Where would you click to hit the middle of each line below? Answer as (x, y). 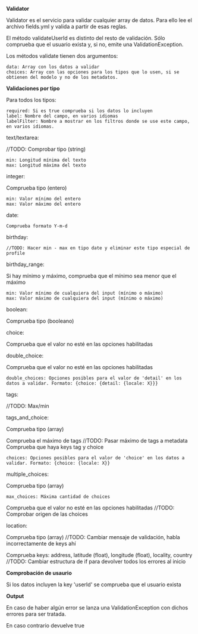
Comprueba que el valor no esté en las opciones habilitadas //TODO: (90, 508)
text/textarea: (23, 137)
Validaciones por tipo (33, 88)
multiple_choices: (28, 474)
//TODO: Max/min (28, 406)
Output (15, 596)
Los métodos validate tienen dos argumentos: (62, 56)
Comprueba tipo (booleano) (40, 321)
